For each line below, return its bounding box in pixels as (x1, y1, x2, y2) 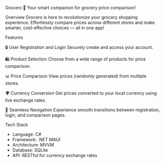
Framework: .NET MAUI (12, 137, 60, 142)
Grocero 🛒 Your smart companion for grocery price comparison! (5, 5, 136, 10)
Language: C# (12, 131, 42, 137)
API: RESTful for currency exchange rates (12, 153, 98, 158)
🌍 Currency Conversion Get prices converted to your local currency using (5, 90, 157, 96)
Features (5, 35, 23, 40)
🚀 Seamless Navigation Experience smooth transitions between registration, (5, 107, 160, 112)
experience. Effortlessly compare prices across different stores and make (5, 20, 155, 25)
